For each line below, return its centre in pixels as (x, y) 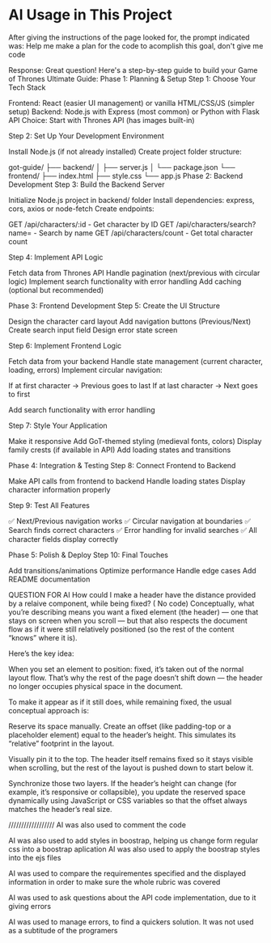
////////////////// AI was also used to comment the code (97, 825)
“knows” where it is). (43, 637)
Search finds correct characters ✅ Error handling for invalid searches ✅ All (133, 530)
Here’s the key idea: (41, 653)
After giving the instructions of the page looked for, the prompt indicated (129, 37)
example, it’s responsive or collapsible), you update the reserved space (127, 792)
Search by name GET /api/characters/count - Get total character (146, 233)
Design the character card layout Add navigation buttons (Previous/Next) (130, 321)
